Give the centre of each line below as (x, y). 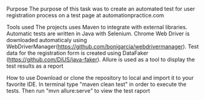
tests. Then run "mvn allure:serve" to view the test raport (78, 91)
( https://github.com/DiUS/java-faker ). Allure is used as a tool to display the (101, 59)
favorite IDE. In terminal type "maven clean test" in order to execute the (96, 84)
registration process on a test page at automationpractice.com (85, 15)
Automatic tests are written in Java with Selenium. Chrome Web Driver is (98, 34)
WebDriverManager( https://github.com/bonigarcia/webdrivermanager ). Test (103, 46)
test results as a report (35, 66)
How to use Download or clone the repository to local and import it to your (100, 78)
